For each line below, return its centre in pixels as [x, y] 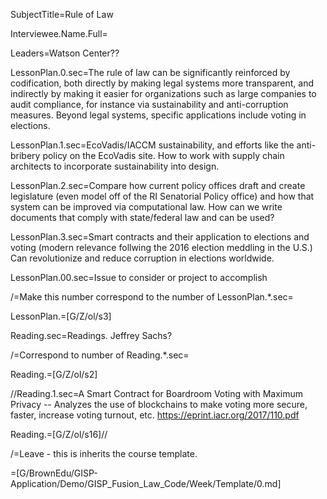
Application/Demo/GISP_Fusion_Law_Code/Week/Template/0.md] [146, 483]
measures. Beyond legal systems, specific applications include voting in [158, 115]
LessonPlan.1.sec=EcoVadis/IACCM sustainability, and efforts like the [152, 145]
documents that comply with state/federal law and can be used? [142, 217]
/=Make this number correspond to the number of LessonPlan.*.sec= [152, 297]
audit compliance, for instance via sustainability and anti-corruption [149, 104]
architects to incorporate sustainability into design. [115, 166]
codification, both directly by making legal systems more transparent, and [162, 83]
